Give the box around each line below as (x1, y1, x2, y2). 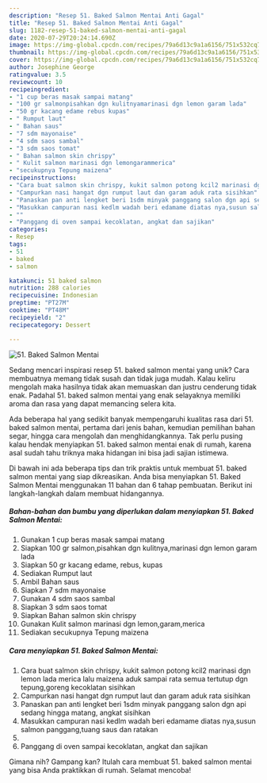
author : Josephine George (9, 63, 94, 71)
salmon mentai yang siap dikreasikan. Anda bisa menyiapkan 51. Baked (9, 471, 241, 481)
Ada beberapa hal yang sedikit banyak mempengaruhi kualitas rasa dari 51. (9, 414, 254, 424)
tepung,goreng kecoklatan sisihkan (20, 683, 135, 693)
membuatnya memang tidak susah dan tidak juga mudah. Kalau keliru (9, 374, 236, 383)
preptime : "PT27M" (9, 299, 70, 307)
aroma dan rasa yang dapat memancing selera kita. (9, 398, 177, 409)
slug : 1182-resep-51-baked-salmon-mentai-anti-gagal (9, 26, 187, 34)
